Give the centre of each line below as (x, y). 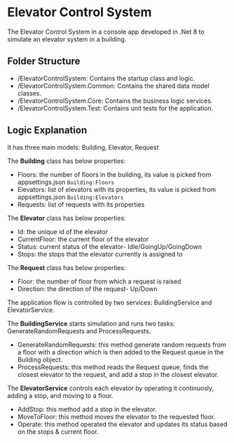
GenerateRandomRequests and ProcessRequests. (79, 330)
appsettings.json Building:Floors (66, 182)
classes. (29, 93)
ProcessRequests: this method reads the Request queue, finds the (113, 367)
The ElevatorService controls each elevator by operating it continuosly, (111, 388)
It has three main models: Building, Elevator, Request (83, 147)
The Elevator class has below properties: (67, 218)
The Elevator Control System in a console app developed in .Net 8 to (106, 32)
